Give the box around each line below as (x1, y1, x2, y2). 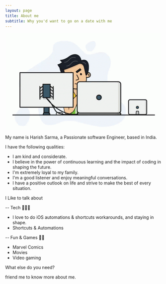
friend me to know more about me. (5, 274, 76, 280)
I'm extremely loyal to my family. (12, 169, 79, 175)
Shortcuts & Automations (12, 225, 64, 231)
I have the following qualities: (5, 144, 65, 150)
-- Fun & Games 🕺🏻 (5, 235, 45, 241)
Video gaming (12, 255, 41, 261)
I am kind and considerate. (12, 153, 67, 159)
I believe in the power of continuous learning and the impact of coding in (12, 159, 162, 165)
